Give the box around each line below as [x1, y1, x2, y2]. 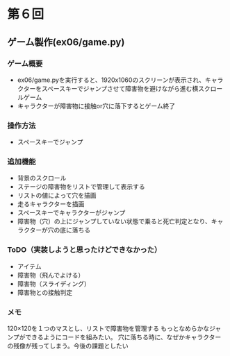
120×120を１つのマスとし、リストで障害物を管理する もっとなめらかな [7, 324, 210, 333]
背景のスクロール [17, 174, 67, 183]
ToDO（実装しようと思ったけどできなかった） [7, 245, 162, 255]
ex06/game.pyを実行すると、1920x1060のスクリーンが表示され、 [17, 76, 206, 84]
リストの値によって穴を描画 [17, 192, 97, 200]
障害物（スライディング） [17, 279, 90, 288]
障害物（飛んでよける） [17, 271, 85, 279]
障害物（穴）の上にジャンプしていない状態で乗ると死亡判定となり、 [17, 217, 212, 226]
